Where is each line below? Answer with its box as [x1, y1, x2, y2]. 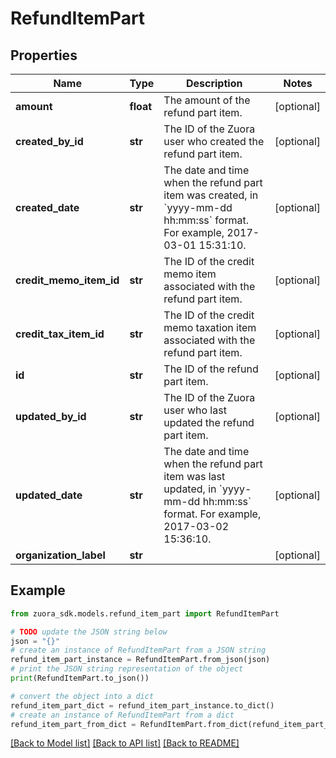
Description [185, 77, 243, 90]
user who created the [163, 135, 265, 148]
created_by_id [15, 135, 84, 148]
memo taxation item [163, 321, 257, 334]
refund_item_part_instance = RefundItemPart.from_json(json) [10, 655, 271, 665]
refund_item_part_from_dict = [10, 719, 137, 729]
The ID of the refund [163, 362, 259, 376]
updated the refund [163, 416, 255, 429]
